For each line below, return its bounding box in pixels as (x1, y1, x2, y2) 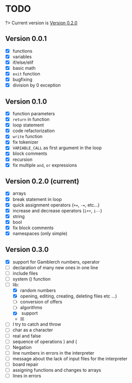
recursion (12, 156, 33, 162)
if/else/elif (12, 59, 34, 65)
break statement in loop (12, 196, 62, 202)
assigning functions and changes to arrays (12, 367, 101, 373)
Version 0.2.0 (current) (5, 177, 80, 186)
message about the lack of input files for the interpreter (12, 355, 127, 362)
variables (12, 54, 32, 60)
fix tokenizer (12, 139, 39, 145)
